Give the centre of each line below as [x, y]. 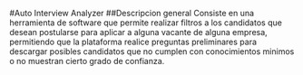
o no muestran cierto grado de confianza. [87, 61]
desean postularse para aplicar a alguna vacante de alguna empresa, [138, 32]
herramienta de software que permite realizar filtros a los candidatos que [146, 23]
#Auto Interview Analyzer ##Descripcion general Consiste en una [132, 13]
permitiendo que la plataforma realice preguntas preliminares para [133, 42]
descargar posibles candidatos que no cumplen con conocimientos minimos [152, 52]
